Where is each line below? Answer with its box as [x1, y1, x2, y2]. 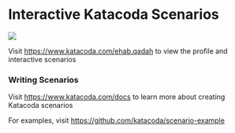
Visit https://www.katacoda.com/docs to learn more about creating [8, 92, 226, 102]
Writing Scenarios [8, 74, 79, 85]
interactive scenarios [8, 54, 76, 64]
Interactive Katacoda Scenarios [8, 6, 219, 24]
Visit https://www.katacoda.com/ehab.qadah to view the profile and [8, 46, 228, 56]
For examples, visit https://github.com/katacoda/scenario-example [8, 116, 225, 125]
